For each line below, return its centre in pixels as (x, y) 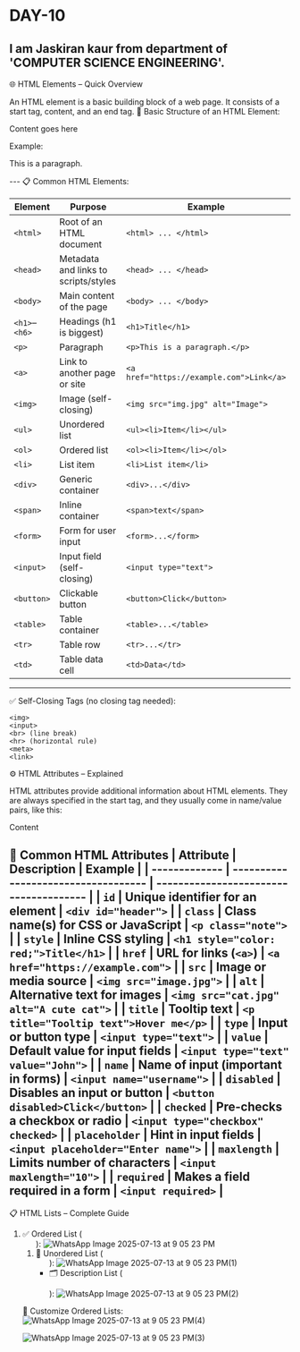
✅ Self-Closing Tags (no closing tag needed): (93, 701)
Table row (80, 645)
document (81, 244)
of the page (83, 307)
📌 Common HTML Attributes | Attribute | (123, 855)
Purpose (88, 207)
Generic (76, 479)
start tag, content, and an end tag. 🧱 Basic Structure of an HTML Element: (145, 111)
